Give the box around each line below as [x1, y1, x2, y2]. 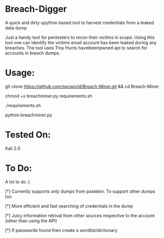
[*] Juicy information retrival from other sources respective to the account [5, 212, 155, 218]
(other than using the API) [5, 217, 57, 224]
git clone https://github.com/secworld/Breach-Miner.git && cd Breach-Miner [5, 83, 159, 89]
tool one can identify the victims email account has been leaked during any [5, 39, 157, 45]
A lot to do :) [5, 179, 30, 185]
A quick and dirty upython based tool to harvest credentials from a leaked [5, 20, 154, 26]
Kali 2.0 [5, 145, 21, 151]
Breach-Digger [5, 3, 67, 15]
